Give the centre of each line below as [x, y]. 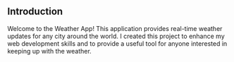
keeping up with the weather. [49, 51]
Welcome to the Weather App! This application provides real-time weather [115, 28]
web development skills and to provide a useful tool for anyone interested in [117, 43]
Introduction [35, 12]
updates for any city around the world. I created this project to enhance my [116, 36]
